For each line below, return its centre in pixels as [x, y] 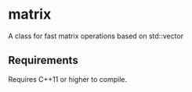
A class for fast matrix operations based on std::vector [96, 36]
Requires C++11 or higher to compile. [68, 79]
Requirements [43, 60]
